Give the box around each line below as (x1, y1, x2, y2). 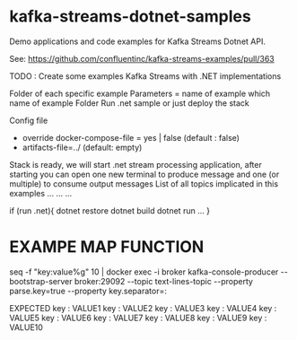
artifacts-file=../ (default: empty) (22, 142, 143, 153)
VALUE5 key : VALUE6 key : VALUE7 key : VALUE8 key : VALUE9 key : (9, 312, 267, 323)
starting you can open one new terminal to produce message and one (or (9, 169, 280, 179)
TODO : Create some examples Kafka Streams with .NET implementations (9, 70, 282, 82)
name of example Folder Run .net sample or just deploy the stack (9, 97, 249, 109)
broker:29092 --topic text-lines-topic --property (74, 275, 254, 286)
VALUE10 (9, 321, 43, 333)
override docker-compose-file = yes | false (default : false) (22, 132, 240, 143)
